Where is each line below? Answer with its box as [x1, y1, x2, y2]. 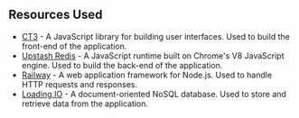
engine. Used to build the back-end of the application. [21, 59, 223, 70]
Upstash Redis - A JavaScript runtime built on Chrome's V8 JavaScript [21, 50, 285, 61]
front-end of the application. [21, 41, 127, 51]
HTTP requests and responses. [21, 78, 137, 89]
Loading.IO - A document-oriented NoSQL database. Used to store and [21, 88, 286, 99]
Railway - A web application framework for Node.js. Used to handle [21, 69, 273, 80]
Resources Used [8, 7, 103, 23]
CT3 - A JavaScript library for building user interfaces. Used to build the [21, 31, 290, 41]
